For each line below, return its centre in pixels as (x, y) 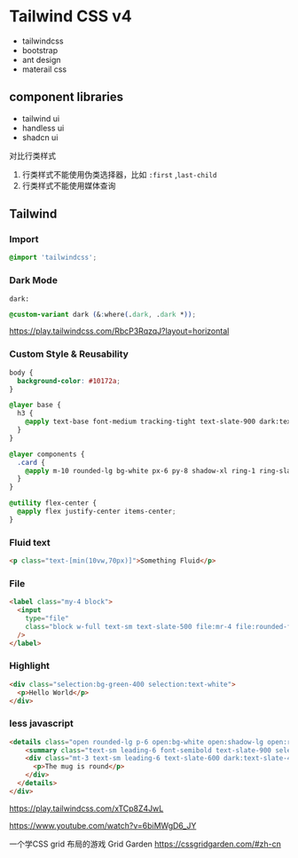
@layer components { (47, 454)
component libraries (67, 97)
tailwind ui (41, 118)
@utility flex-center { (53, 503)
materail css (44, 69)
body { (21, 373)
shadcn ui (40, 137)
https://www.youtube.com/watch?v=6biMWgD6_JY (103, 825)
